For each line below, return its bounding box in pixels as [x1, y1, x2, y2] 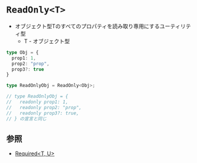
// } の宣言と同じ [6, 116, 47, 122]
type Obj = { [6, 49, 39, 55]
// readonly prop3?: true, [6, 110, 79, 116]
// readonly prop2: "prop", [6, 104, 82, 110]
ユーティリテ [159, 22, 191, 29]
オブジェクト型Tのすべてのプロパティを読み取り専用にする [14, 22, 160, 29]
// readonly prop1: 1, [6, 99, 68, 105]
